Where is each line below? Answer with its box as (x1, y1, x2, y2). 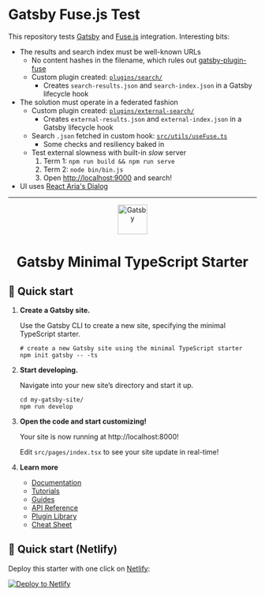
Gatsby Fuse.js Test (8, 6, 140, 24)
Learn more (19, 462, 59, 472)
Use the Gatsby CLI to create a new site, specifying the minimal (19, 320, 226, 330)
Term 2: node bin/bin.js (43, 164, 124, 174)
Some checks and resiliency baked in (43, 139, 165, 149)
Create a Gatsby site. (19, 305, 91, 315)
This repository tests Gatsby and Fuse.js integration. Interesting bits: (8, 32, 230, 41)
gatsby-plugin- (198, 55, 247, 65)
